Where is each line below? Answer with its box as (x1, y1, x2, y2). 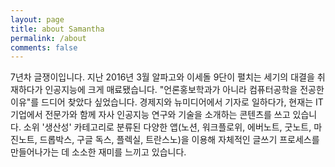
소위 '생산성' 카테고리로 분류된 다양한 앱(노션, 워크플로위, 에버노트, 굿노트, (23, 121, 312, 133)
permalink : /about (10, 33, 87, 43)
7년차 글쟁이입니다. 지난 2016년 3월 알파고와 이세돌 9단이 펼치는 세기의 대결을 (10, 71, 315, 83)
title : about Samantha (10, 24, 105, 34)
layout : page (10, 14, 65, 25)
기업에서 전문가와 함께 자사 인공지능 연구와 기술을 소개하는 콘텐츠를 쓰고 (10, 109, 291, 121)
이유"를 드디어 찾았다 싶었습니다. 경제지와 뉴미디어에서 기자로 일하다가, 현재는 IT (10, 96, 324, 108)
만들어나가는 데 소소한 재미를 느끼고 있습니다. (10, 146, 187, 158)
